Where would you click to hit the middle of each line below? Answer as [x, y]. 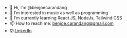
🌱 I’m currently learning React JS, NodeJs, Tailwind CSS [66, 18]
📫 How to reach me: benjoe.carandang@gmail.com [62, 23]
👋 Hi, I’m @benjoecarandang [38, 8]
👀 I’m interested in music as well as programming [59, 13]
